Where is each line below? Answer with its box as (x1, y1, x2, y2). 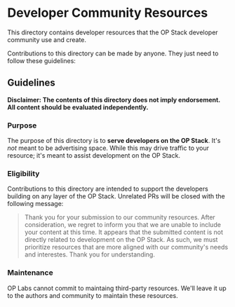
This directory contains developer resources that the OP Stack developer (7, 28, 219, 36)
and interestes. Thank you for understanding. (24, 250, 156, 259)
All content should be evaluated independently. (7, 103, 149, 111)
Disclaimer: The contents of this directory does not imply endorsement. (7, 95, 221, 104)
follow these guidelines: (7, 56, 76, 64)
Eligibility (7, 168, 40, 178)
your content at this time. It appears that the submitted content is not (24, 228, 223, 236)
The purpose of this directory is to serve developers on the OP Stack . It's (7, 137, 221, 145)
